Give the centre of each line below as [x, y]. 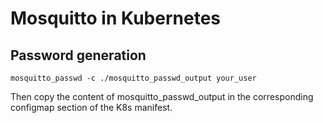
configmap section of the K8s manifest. [91, 107]
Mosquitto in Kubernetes [116, 18]
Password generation [78, 55]
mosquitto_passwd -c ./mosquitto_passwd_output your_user [133, 78]
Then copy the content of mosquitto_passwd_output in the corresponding [162, 96]
